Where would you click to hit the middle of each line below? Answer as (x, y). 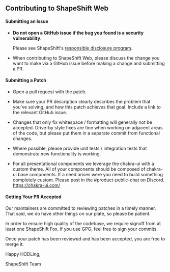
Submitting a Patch (26, 80)
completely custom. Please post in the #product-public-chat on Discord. (88, 180)
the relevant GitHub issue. (40, 112)
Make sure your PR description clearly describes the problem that (81, 101)
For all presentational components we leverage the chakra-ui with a (83, 164)
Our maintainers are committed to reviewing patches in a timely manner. (81, 208)
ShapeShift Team (23, 264)
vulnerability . (27, 38)
